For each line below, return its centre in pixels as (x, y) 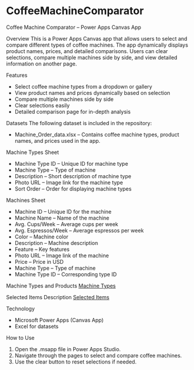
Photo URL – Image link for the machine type (69, 182)
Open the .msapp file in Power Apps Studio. (68, 349)
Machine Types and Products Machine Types (61, 286)
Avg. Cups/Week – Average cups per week (66, 224)
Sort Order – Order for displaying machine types (73, 189)
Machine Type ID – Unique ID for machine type (71, 163)
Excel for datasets (37, 326)
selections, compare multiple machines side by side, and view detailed (92, 57)
